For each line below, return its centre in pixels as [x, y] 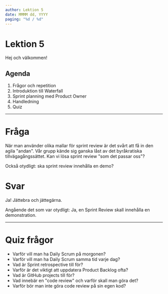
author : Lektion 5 [24, 10]
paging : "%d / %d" [24, 19]
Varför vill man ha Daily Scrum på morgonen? [59, 254]
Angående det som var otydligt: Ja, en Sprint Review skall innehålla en [77, 210]
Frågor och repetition [34, 86]
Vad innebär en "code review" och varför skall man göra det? [75, 280]
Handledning [25, 102]
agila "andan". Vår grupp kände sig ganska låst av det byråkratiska [74, 151]
